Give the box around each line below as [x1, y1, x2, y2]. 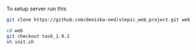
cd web [6, 27, 23, 34]
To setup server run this [6, 5, 67, 12]
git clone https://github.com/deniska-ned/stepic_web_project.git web [6, 17, 190, 23]
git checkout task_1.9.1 [6, 33, 70, 39]
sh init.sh [6, 39, 34, 45]
